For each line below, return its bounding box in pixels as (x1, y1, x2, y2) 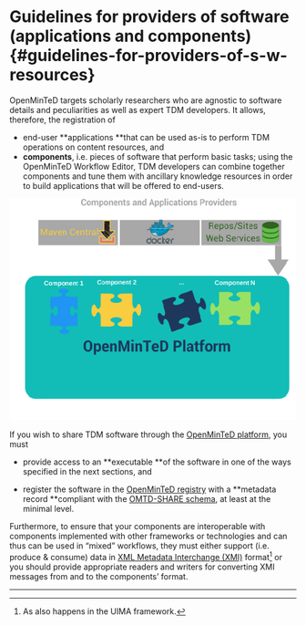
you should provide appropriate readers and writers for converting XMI (9, 561, 275, 572)
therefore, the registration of (9, 114, 116, 125)
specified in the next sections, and (22, 466, 152, 477)
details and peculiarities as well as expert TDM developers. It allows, (9, 104, 266, 115)
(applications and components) (9, 26, 252, 47)
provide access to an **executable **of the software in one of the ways (22, 456, 291, 467)
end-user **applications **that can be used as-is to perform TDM (22, 131, 270, 142)
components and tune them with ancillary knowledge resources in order (22, 171, 293, 182)
